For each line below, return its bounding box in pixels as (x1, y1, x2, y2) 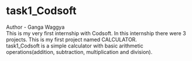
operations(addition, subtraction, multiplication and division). (6, 48, 153, 55)
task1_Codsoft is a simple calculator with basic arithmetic (6, 42, 143, 49)
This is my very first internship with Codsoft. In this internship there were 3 (6, 29, 186, 36)
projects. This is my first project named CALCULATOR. (6, 36, 138, 43)
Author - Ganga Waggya (6, 23, 65, 30)
